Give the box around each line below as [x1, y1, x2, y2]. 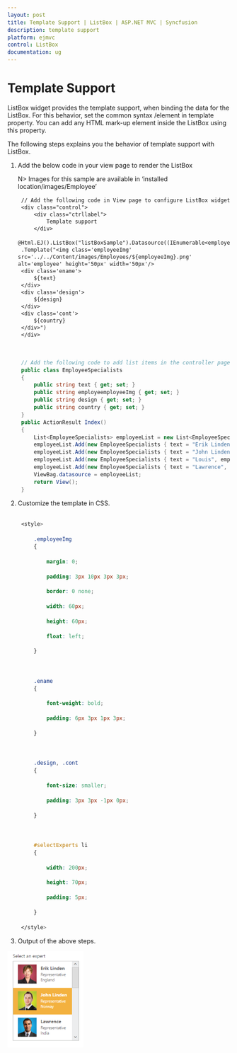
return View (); [33, 478, 79, 485]
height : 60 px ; [46, 618, 88, 625]
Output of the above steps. [17, 936, 96, 945]
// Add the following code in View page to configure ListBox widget [21, 197, 231, 204]
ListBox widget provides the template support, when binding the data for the [7, 103, 230, 112]
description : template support [7, 26, 100, 33]
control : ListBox [7, 41, 59, 49]
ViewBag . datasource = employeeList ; [33, 471, 142, 478]
